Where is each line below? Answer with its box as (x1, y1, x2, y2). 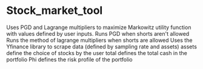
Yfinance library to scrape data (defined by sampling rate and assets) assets (6, 43, 197, 50)
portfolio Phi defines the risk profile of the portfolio (6, 56, 133, 63)
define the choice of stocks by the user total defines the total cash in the (6, 49, 188, 56)
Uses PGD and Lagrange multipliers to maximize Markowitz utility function (6, 24, 191, 31)
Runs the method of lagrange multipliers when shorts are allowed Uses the (6, 36, 193, 44)
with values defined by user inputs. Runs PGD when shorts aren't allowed (6, 30, 190, 37)
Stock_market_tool (6, 4, 103, 18)
